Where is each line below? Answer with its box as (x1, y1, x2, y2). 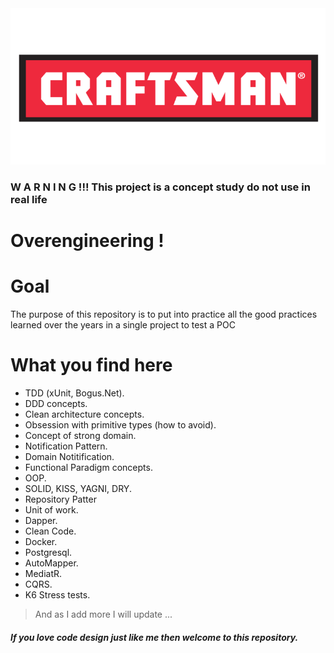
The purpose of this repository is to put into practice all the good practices (10, 308, 318, 321)
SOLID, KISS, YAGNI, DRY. (24, 482, 132, 494)
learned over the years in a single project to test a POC (10, 319, 236, 331)
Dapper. (24, 514, 58, 526)
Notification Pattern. (24, 440, 108, 452)
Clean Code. (24, 525, 77, 537)
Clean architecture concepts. (24, 408, 145, 420)
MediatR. (24, 567, 63, 579)
